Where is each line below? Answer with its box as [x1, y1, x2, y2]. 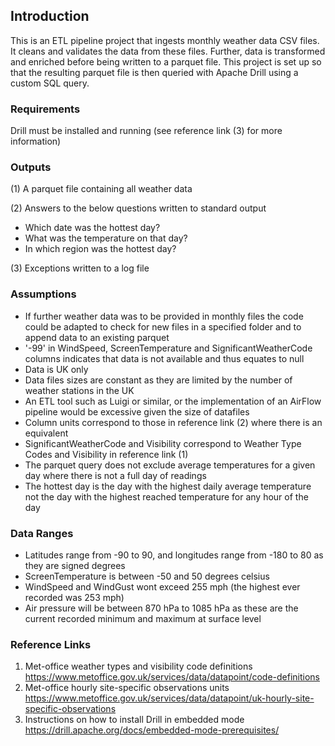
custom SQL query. [10, 77, 90, 89]
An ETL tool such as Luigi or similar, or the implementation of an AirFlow [24, 395, 322, 407]
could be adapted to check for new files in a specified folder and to [24, 320, 302, 333]
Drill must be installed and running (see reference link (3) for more [10, 125, 283, 137]
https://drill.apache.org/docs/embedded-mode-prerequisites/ [24, 724, 280, 736]
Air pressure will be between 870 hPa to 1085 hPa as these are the [24, 602, 299, 614]
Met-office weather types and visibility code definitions [24, 660, 253, 673]
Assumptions [10, 287, 77, 301]
